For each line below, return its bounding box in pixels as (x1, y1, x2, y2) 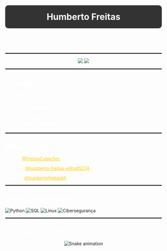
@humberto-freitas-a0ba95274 (24, 165, 89, 171)
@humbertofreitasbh (24, 175, 67, 181)
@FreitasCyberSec (21, 155, 61, 161)
